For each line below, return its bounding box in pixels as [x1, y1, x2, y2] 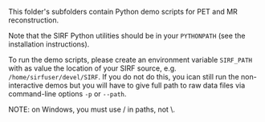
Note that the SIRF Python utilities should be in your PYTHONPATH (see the [8, 31, 246, 40]
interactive [8, 80, 44, 90]
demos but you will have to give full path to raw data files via [45, 80, 246, 90]
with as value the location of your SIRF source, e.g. [8, 63, 177, 73]
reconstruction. [8, 15, 59, 25]
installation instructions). [8, 39, 90, 49]
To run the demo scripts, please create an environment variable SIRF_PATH [8, 55, 253, 64]
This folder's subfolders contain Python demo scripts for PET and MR [8, 7, 238, 16]
